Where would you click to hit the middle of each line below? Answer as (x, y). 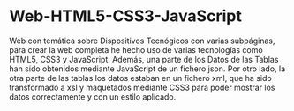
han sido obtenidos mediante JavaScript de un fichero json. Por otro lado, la (147, 69)
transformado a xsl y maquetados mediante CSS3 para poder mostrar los (142, 87)
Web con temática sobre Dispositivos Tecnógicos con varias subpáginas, (142, 41)
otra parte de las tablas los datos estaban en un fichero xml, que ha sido (140, 78)
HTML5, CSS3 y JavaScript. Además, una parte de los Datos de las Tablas (144, 59)
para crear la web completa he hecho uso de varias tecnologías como (136, 49)
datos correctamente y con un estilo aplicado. (93, 96)
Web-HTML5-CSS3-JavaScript (126, 16)
